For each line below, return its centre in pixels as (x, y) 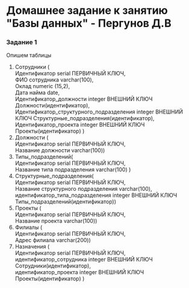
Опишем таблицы (29, 56)
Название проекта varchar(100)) (56, 221)
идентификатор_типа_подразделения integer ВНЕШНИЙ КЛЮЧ (96, 195)
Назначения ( (32, 247)
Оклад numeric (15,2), (42, 86)
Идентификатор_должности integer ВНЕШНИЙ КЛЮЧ (84, 99)
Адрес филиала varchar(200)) (53, 240)
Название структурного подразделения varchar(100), (83, 189)
